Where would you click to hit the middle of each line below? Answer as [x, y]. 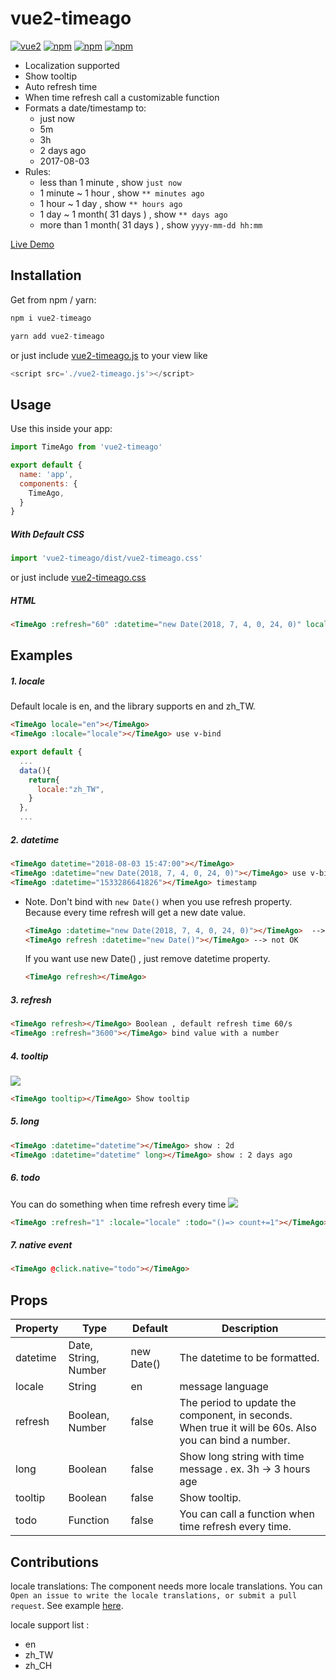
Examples [41, 655]
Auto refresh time [61, 86]
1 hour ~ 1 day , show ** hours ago [111, 203]
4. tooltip [29, 1056]
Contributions [54, 1562]
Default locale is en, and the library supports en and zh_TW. [133, 706]
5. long [25, 1121]
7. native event [41, 1245]
